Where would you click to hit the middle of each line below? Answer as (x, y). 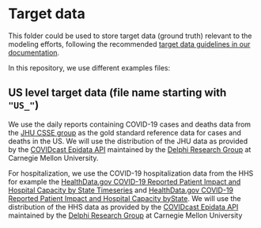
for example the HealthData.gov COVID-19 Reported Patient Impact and (125, 181)
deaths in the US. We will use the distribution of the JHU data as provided (128, 141)
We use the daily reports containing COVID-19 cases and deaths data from (130, 124)
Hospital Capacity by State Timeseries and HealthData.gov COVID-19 (121, 190)
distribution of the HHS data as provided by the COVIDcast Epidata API (123, 207)
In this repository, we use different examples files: (89, 67)
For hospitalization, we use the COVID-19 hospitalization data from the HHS (131, 173)
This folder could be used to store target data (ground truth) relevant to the (130, 36)
